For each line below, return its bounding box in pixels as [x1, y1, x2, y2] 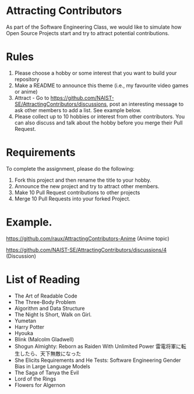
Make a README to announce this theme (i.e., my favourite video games [14, 82, 189, 89]
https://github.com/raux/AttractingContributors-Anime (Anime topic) [6, 235, 170, 242]
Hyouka [14, 329, 34, 337]
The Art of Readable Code [14, 292, 77, 299]
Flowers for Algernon [14, 381, 66, 388]
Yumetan [14, 317, 37, 324]
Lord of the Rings [14, 375, 57, 382]
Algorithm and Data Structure [14, 305, 85, 312]
